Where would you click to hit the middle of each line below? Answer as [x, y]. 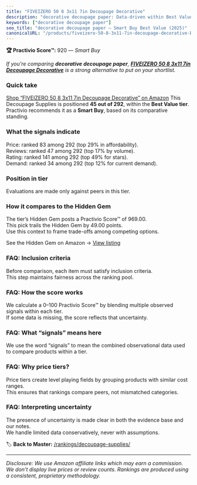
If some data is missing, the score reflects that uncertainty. [77, 317]
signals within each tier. [35, 311]
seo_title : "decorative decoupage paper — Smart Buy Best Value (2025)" [97, 28]
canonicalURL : [23, 33]
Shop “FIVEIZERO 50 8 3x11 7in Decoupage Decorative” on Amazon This [93, 98]
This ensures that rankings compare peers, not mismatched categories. [92, 392]
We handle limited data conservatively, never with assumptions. [83, 432]
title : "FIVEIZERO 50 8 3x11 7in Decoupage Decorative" [76, 11]
